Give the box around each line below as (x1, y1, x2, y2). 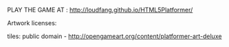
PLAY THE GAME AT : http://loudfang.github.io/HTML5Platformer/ (7, 6, 193, 14)
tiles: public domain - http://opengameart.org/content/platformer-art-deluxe (7, 32, 222, 40)
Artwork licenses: (7, 19, 57, 27)
